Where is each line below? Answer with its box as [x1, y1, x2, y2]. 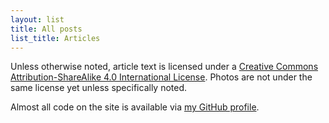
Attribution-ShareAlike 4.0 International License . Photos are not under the [10, 71, 313, 83]
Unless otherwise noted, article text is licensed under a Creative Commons [10, 61, 319, 73]
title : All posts [10, 24, 83, 34]
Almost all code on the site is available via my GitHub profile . [10, 101, 260, 113]
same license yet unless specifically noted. [10, 82, 188, 94]
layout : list [10, 14, 65, 25]
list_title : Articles [10, 33, 101, 43]
